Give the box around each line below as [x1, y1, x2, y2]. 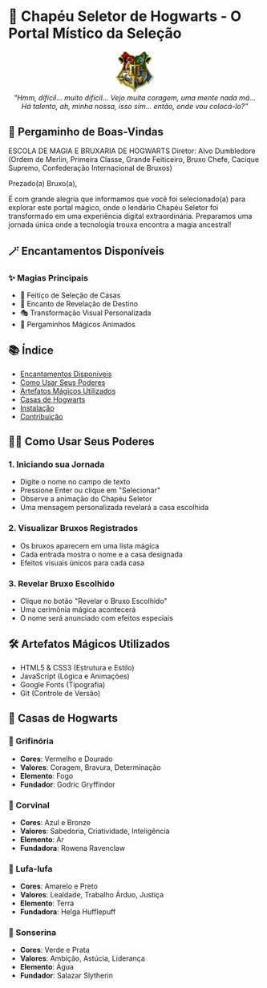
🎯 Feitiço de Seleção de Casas [19, 290, 121, 300]
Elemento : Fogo [19, 771, 74, 780]
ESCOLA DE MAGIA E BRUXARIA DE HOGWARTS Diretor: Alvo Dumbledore [8, 146, 256, 156]
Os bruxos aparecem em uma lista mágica [19, 541, 160, 550]
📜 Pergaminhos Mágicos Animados [19, 319, 136, 329]
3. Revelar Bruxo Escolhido [8, 577, 115, 589]
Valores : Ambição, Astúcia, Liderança [19, 954, 146, 963]
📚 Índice [8, 344, 54, 358]
